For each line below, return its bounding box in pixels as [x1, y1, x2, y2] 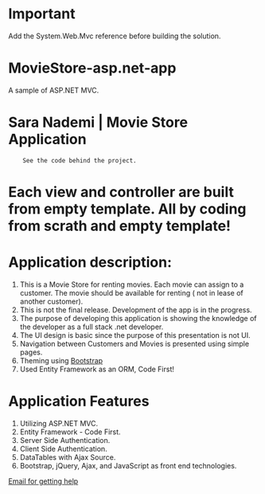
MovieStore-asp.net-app [8, 59, 177, 77]
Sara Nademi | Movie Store [8, 113, 189, 131]
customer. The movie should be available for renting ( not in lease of [19, 288, 244, 297]
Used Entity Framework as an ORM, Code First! [19, 364, 175, 374]
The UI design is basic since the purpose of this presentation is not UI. [19, 330, 251, 339]
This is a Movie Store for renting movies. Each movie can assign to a [19, 280, 244, 289]
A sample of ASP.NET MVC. [8, 85, 99, 95]
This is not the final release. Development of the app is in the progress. [19, 304, 252, 315]
